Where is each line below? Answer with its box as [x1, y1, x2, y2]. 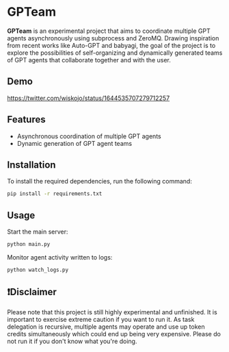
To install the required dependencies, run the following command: [7, 177, 193, 186]
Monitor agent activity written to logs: [7, 253, 113, 261]
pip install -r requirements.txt [7, 190, 103, 197]
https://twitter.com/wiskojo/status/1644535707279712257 [7, 94, 170, 102]
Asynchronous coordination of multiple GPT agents [16, 131, 162, 140]
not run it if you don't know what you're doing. [7, 337, 137, 345]
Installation [7, 159, 56, 171]
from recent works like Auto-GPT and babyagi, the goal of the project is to [7, 41, 216, 49]
